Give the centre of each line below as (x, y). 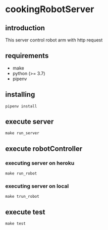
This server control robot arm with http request (54, 40)
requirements (27, 56)
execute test (25, 212)
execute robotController (44, 149)
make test (16, 224)
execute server (30, 122)
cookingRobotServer (50, 9)
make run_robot (21, 174)
